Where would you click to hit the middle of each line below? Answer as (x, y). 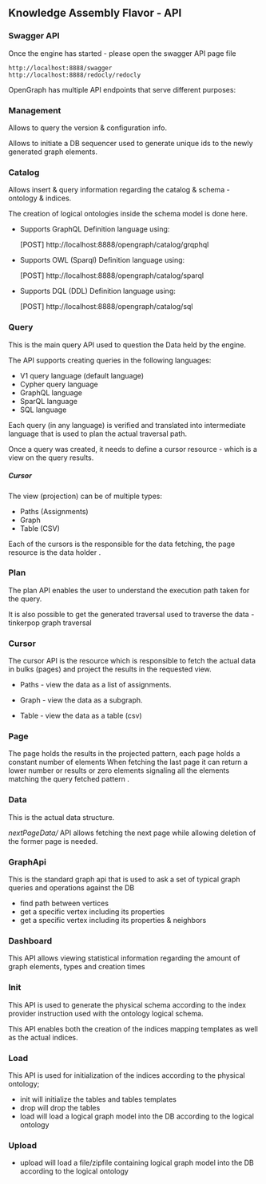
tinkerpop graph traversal (50, 623)
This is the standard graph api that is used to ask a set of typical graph (125, 879)
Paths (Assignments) (54, 511)
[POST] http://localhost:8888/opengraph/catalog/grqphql (114, 245)
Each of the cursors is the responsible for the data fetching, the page (122, 544)
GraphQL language (51, 392)
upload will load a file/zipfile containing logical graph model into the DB (137, 1163)
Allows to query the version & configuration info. (88, 128)
